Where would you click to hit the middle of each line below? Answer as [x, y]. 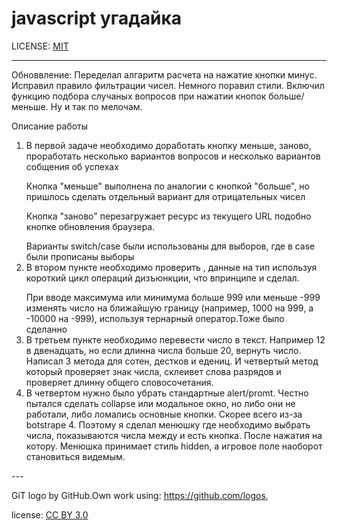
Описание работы [50, 126]
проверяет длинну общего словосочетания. [119, 382]
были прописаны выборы [80, 256]
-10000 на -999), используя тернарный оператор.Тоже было [155, 318]
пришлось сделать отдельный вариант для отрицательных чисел [165, 196]
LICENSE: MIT [40, 46]
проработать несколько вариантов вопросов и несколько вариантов [173, 156]
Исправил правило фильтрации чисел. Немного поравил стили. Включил [168, 85]
